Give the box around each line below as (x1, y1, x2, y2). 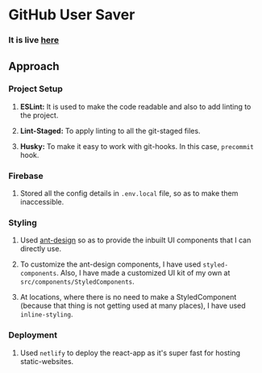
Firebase (8, 170, 44, 181)
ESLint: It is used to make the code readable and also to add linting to (19, 102, 252, 111)
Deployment (8, 329, 58, 341)
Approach (8, 59, 60, 73)
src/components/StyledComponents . (19, 276, 135, 287)
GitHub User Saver (8, 6, 135, 24)
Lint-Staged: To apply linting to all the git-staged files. (19, 126, 201, 135)
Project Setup (8, 83, 63, 94)
